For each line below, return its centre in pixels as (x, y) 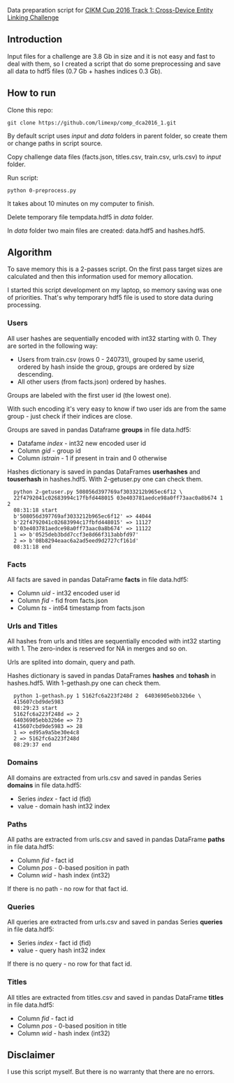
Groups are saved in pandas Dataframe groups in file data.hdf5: (99, 430)
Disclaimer (31, 1055)
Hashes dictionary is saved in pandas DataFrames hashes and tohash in (112, 676)
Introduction (35, 39)
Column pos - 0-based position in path (73, 867)
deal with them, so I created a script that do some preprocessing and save (114, 64)
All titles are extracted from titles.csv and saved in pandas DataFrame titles (115, 997)
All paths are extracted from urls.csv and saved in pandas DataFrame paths (116, 839)
